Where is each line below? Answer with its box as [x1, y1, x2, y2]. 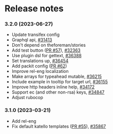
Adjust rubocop [11, 95, 44, 100]
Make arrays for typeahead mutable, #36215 [11, 73, 102, 79]
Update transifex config [11, 32, 60, 37]
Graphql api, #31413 [11, 37, 53, 43]
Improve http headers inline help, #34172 [11, 84, 95, 90]
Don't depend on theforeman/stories [11, 42, 86, 48]
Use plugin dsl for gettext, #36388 [11, 53, 82, 59]
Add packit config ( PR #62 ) [11, 63, 67, 69]
